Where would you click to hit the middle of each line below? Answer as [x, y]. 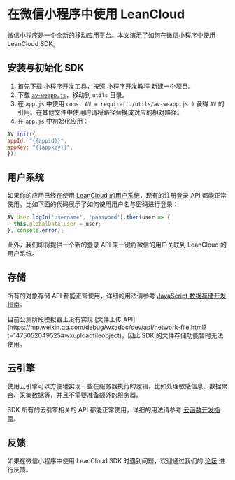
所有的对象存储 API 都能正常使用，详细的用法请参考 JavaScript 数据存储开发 [117, 296]
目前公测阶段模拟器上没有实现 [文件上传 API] [71, 319]
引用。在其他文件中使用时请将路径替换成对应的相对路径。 [100, 112]
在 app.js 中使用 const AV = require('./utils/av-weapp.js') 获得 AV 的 [121, 103]
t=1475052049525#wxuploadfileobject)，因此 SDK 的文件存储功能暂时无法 [115, 335]
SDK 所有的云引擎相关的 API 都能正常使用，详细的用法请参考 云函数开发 [111, 410]
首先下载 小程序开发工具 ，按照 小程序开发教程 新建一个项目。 [106, 86]
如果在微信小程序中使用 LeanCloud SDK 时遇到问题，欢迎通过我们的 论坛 [112, 461]
